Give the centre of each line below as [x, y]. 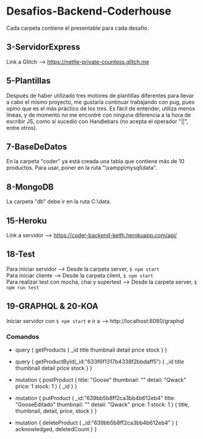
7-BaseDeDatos [37, 147]
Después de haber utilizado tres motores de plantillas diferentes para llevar [100, 95]
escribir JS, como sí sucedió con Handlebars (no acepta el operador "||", [97, 121]
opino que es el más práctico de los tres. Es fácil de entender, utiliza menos [101, 108]
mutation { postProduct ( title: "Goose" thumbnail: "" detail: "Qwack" [101, 379]
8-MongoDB [30, 187]
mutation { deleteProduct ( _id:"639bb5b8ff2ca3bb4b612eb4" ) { [96, 423]
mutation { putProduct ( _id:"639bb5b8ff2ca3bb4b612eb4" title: [95, 398]
